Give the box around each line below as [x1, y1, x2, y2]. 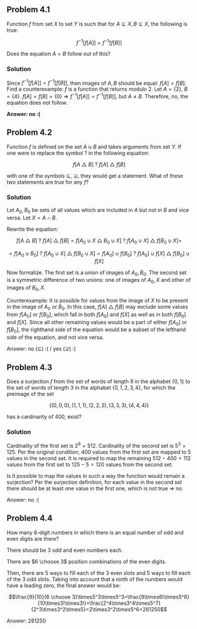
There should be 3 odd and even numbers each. [6, 547, 123, 554]
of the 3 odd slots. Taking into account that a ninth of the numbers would [6, 575, 183, 583]
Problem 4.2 [6, 128, 52, 138]
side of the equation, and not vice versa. [6, 334, 104, 341]
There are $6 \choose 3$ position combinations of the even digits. [6, 558, 167, 565]
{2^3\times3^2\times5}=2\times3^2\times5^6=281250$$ [30, 605, 168, 613]
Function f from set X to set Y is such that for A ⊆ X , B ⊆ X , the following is [6, 20, 188, 27]
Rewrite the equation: [6, 225, 59, 232]
